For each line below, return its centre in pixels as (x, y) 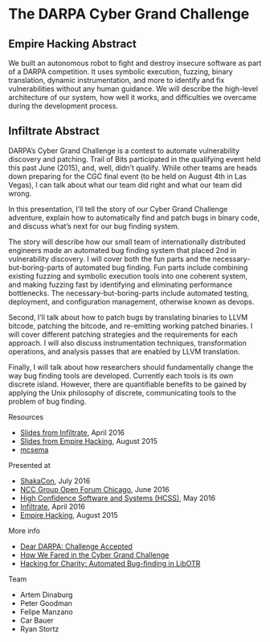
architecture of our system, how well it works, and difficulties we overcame (133, 97)
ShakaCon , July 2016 (55, 481)
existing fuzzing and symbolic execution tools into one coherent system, (128, 275)
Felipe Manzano (47, 611)
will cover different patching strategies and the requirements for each (123, 334)
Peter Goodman (46, 603)
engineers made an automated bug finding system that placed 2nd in (123, 250)
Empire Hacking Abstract (72, 44)
